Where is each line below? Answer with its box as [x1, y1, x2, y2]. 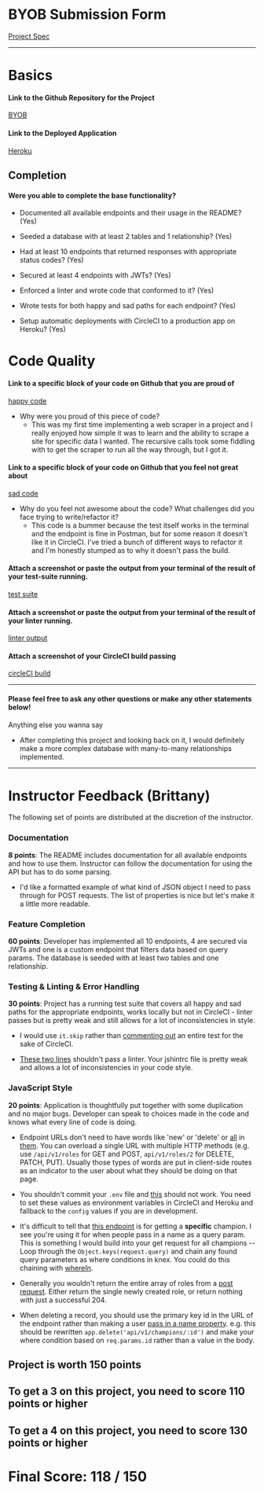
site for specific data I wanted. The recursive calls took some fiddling [31, 436, 255, 446]
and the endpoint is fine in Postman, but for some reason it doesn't [31, 528, 247, 538]
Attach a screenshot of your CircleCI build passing [8, 651, 177, 661]
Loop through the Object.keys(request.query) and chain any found [19, 1246, 237, 1256]
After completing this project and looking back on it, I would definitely [19, 735, 245, 745]
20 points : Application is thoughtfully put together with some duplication [8, 1100, 244, 1110]
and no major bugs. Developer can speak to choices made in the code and [8, 1109, 250, 1118]
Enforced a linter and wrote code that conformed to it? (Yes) [19, 285, 214, 296]
